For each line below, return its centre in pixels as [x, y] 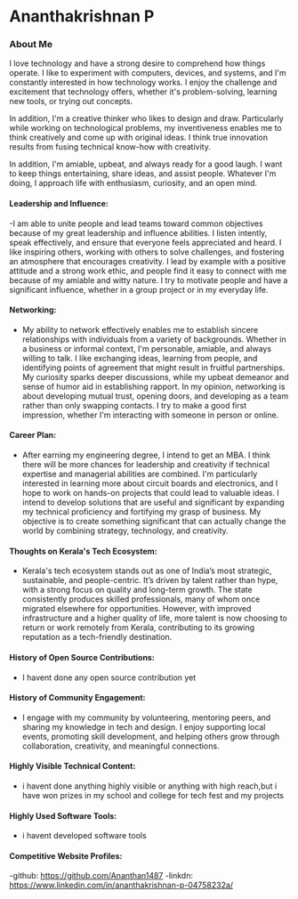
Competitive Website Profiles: [66, 855]
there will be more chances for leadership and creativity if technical [145, 465]
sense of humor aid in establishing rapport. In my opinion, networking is [153, 386]
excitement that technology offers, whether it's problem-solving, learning [143, 92]
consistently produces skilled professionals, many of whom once [141, 599]
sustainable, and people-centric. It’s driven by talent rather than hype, [150, 580]
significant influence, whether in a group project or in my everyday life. [139, 289]
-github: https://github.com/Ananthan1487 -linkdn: [101, 876]
